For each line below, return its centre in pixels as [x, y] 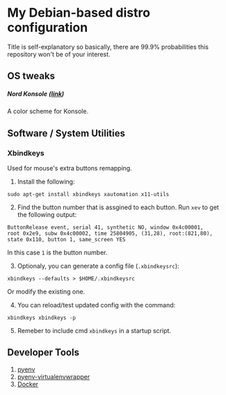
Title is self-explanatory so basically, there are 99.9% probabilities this [108, 47]
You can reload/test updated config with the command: [96, 305]
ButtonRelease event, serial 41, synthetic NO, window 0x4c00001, [105, 227]
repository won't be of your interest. [59, 54]
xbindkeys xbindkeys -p [42, 318]
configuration [48, 27]
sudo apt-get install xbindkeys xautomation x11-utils [88, 194]
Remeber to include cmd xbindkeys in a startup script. [94, 330]
